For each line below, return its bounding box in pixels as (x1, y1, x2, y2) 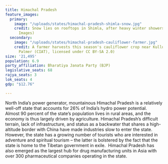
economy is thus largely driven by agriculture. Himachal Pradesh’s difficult (5, 115, 158, 121)
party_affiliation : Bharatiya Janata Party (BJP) (5, 63, 111, 68)
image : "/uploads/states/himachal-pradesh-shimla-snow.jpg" (14, 21, 142, 26)
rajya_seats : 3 (5, 72, 37, 77)
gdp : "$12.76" (5, 81, 35, 86)
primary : (9, 16, 28, 21)
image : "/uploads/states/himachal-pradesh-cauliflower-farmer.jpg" (14, 40, 157, 45)
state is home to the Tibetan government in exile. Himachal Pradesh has (5, 142, 154, 148)
